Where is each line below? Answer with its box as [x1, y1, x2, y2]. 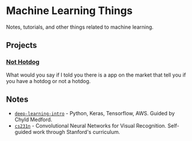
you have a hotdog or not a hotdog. [6, 77, 91, 84]
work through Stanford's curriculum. [33, 129, 121, 136]
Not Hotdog [6, 58, 40, 66]
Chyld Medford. [14, 116, 53, 123]
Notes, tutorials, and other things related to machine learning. [6, 23, 153, 30]
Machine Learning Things [6, 4, 133, 18]
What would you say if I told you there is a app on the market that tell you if [6, 71, 186, 78]
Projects [6, 40, 37, 50]
